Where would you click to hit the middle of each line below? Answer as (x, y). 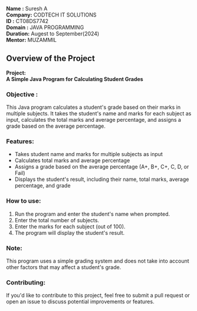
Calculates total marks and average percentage (72, 161)
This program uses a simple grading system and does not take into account (98, 261)
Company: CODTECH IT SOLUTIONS (51, 15)
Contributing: (26, 282)
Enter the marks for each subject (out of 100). (70, 226)
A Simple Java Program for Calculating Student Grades (75, 79)
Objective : (22, 94)
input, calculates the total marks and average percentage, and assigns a (94, 120)
